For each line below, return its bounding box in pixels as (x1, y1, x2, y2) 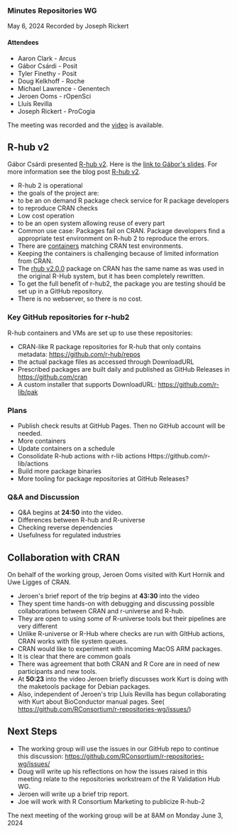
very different (17, 622, 58, 630)
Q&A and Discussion (7, 492, 79, 502)
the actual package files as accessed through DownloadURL (17, 358, 194, 366)
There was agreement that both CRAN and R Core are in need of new (17, 660, 220, 668)
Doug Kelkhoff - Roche (17, 77, 85, 85)
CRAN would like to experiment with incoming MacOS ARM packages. (17, 645, 223, 653)
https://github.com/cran (17, 372, 88, 381)
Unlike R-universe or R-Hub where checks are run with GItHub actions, (17, 630, 225, 638)
